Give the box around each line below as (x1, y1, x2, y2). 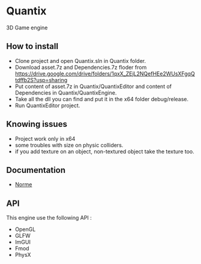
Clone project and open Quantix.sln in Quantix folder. (14, 57, 146, 64)
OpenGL (14, 226, 36, 233)
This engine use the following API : (6, 214, 92, 221)
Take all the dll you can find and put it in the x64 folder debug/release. (14, 95, 189, 102)
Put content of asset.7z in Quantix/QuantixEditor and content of (14, 83, 172, 90)
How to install (6, 41, 59, 51)
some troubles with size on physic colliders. (14, 141, 124, 148)
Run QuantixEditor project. (14, 102, 80, 109)
